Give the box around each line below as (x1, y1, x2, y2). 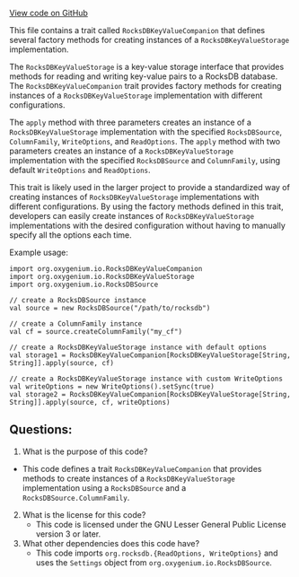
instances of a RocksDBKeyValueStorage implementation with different (9, 90, 263, 101)
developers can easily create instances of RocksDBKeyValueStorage (9, 211, 254, 221)
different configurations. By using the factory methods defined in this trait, (9, 201, 285, 212)
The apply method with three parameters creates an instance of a (9, 117, 251, 127)
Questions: (9, 422, 73, 438)
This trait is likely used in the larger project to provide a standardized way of (9, 182, 290, 192)
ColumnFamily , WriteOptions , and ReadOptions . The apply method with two (9, 136, 281, 146)
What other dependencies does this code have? (22, 538, 200, 548)
